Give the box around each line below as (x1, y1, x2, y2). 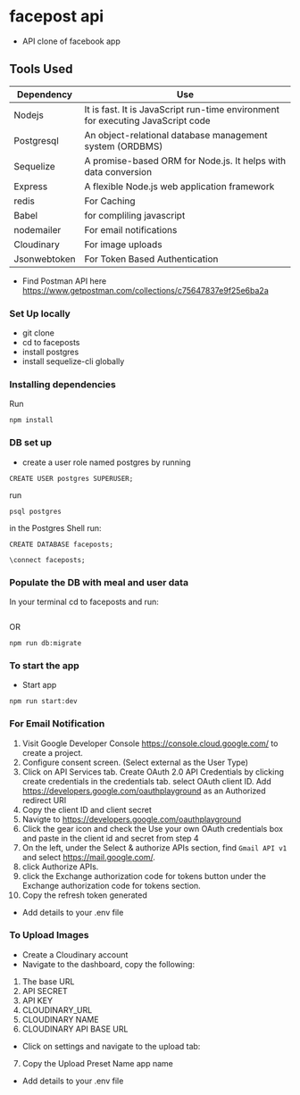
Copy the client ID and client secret (21, 804, 152, 815)
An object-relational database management (84, 129, 268, 141)
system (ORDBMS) (84, 140, 163, 153)
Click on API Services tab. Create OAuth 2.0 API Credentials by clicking (21, 766, 284, 777)
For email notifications (84, 223, 178, 236)
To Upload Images (9, 929, 89, 942)
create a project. (21, 747, 83, 758)
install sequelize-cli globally (21, 356, 125, 367)
